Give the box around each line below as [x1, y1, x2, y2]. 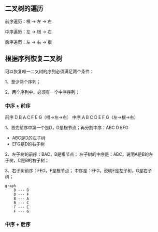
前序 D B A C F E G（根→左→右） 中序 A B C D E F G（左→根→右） [5, 114, 139, 120]
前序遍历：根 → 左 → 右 [5, 18, 52, 24]
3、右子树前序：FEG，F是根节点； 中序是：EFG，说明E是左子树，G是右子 [5, 167, 152, 173]
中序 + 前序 [5, 102, 31, 109]
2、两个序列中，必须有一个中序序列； [5, 89, 80, 95]
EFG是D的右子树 [12, 141, 45, 147]
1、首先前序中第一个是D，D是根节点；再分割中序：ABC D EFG [5, 124, 129, 130]
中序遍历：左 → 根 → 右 [5, 29, 52, 34]
